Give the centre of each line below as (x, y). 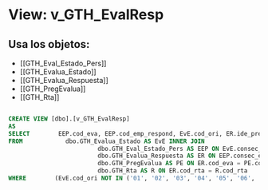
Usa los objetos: (49, 44)
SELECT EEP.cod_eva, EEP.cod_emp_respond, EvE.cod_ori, (116, 133)
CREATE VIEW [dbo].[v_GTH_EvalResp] (69, 119)
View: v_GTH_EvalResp (86, 15)
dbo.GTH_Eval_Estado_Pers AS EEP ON (158, 148)
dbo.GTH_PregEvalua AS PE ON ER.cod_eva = (169, 164)
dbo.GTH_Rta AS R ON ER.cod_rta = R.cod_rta (172, 171)
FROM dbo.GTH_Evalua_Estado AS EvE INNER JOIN (106, 141)
